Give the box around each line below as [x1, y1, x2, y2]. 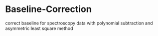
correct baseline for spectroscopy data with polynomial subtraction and [5, 20, 153, 26]
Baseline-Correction [5, 3, 92, 15]
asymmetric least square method [5, 25, 74, 31]
